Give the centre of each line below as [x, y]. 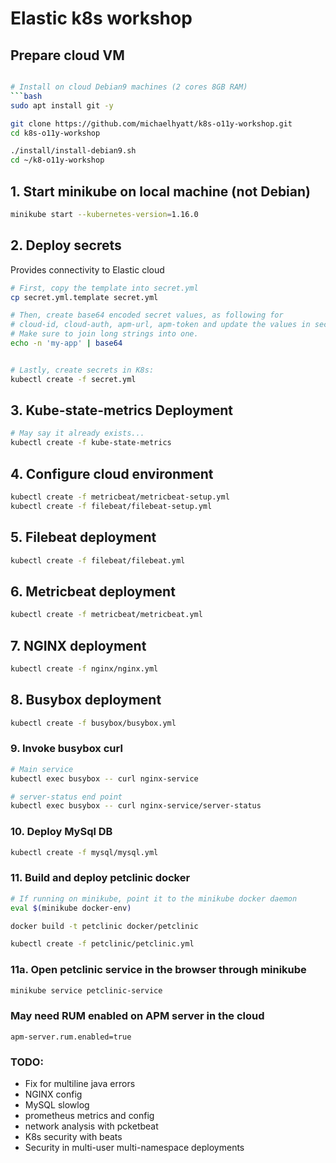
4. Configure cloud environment [112, 473]
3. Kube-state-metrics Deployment [122, 410]
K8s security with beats [73, 1137]
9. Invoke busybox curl [66, 749]
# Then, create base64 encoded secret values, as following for [147, 315]
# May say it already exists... [77, 433]
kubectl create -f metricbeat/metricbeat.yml [106, 615]
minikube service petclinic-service [86, 990]
